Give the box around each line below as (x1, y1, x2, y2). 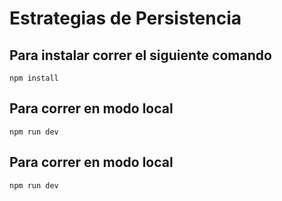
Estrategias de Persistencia (9, 7, 242, 30)
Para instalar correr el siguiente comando (9, 47, 272, 64)
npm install (9, 73, 59, 83)
